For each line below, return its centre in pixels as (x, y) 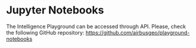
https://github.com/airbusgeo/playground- (138, 32)
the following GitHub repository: (45, 32)
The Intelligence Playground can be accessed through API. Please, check (96, 26)
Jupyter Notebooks (55, 10)
